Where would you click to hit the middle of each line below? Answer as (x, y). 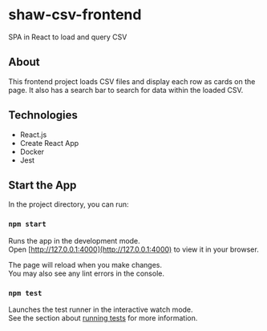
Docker (32, 151)
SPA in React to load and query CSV (68, 37)
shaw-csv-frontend (75, 15)
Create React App (49, 143)
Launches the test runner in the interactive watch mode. (101, 309)
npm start (27, 224)
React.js (33, 135)
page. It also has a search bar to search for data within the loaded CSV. (126, 90)
